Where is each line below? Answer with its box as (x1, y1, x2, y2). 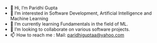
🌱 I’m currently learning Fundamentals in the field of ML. (10, 21, 128, 27)
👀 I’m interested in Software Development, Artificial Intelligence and (10, 10, 152, 16)
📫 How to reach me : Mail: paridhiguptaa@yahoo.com (10, 32, 124, 38)
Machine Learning (10, 16, 48, 21)
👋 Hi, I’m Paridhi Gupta (10, 5, 58, 11)
